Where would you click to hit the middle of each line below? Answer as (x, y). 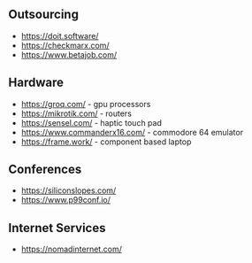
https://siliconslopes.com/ (69, 190)
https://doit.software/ (60, 35)
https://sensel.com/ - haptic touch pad (92, 122)
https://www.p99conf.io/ (66, 200)
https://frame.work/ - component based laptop (106, 142)
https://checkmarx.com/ (65, 45)
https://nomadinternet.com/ (72, 249)
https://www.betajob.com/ (69, 54)
